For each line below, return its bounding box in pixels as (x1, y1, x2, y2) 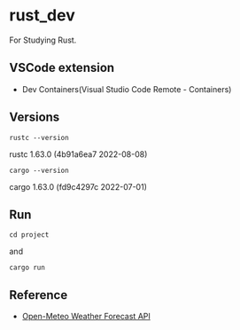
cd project (9, 231, 50, 240)
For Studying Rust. (9, 35, 77, 45)
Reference (9, 287, 68, 302)
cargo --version (9, 166, 69, 175)
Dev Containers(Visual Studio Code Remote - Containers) (21, 83, 232, 94)
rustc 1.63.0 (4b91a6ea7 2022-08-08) (9, 148, 148, 160)
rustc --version (9, 133, 69, 142)
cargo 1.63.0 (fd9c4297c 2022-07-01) (9, 181, 148, 192)
